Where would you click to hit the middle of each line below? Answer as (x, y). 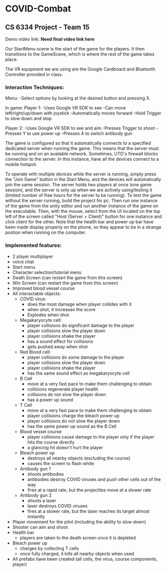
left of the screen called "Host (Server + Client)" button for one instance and (83, 217)
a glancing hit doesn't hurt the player (65, 447)
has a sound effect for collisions (60, 341)
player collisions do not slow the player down (74, 421)
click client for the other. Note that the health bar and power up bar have (79, 222)
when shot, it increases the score (61, 309)
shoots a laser (42, 501)
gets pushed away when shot (58, 346)
